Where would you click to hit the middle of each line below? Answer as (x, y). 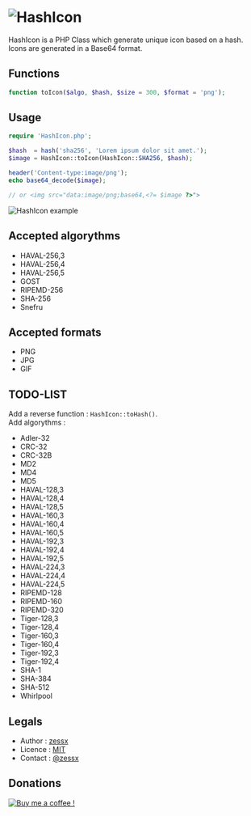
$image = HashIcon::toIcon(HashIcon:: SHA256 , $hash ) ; (101, 159)
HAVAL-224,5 (42, 584)
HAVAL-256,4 (43, 264)
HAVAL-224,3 (42, 567)
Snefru (31, 307)
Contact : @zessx (49, 758)
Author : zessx (44, 741)
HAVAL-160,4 (42, 524)
